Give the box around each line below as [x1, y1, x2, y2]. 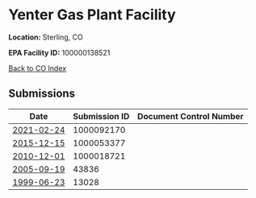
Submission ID [72, 110, 130, 122]
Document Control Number [136, 110, 244, 122]
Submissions [8, 87, 75, 101]
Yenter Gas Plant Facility [8, 6, 176, 24]
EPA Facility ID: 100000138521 [8, 47, 111, 57]
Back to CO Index [8, 63, 67, 73]
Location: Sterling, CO [8, 32, 83, 42]
